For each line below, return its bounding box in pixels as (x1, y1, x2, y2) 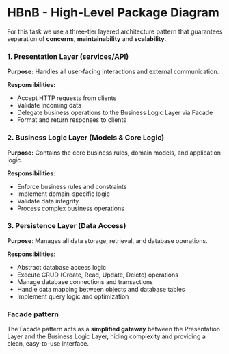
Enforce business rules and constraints (16, 182, 127, 190)
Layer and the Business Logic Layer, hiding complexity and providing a (7, 332, 206, 340)
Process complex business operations (16, 204, 125, 212)
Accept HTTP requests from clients (16, 94, 117, 102)
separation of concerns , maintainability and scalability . (7, 34, 167, 42)
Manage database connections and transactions (16, 277, 154, 286)
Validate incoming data (16, 101, 82, 110)
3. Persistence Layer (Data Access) (7, 221, 126, 231)
